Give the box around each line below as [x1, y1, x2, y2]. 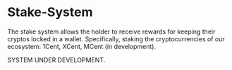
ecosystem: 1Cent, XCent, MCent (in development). [7, 42, 157, 50]
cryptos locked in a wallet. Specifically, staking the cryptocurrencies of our [7, 34, 225, 43]
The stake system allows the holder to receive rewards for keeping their [7, 27, 216, 36]
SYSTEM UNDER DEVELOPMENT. [7, 55, 106, 64]
